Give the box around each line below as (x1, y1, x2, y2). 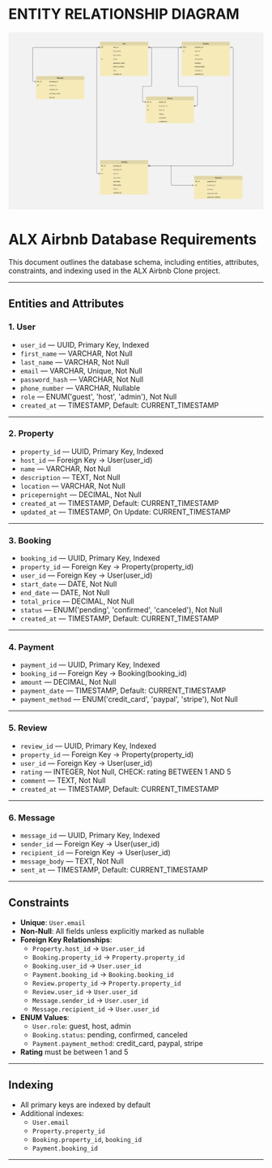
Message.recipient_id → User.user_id (32, 1004, 159, 1014)
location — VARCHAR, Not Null (19, 481, 125, 491)
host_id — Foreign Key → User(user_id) (19, 455, 153, 465)
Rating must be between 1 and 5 (19, 1047, 129, 1057)
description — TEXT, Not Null (19, 472, 121, 482)
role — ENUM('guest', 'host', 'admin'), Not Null (19, 391, 177, 401)
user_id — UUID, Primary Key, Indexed (19, 340, 150, 349)
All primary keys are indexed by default (19, 1100, 151, 1110)
